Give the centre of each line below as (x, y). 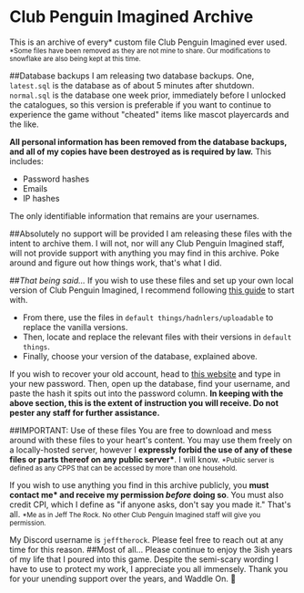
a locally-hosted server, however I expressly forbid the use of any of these (151, 450)
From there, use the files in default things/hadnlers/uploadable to (148, 317)
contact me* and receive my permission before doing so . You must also (147, 494)
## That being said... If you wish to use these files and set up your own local (152, 280)
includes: (26, 161)
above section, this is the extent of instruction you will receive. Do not (144, 402)
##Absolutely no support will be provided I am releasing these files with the (151, 234)
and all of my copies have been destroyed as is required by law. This (141, 151)
